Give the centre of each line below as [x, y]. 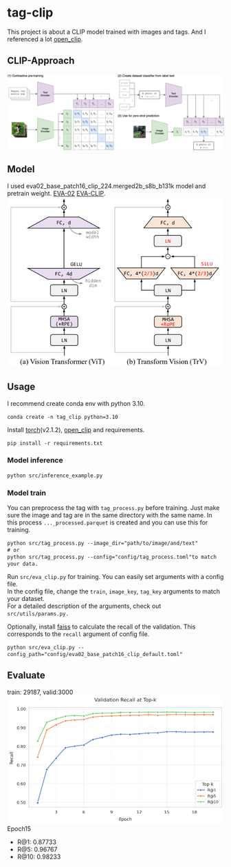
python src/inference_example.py [55, 476]
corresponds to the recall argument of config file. [78, 634]
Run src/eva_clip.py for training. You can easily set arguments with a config [115, 577]
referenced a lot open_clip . [45, 39]
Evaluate [26, 676]
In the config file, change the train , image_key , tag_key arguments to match [113, 591]
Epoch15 [19, 829]
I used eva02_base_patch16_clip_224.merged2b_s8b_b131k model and [107, 186]
